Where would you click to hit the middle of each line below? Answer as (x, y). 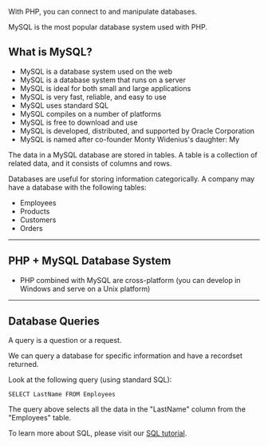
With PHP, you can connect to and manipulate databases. (103, 12)
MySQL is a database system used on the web (96, 71)
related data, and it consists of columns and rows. (90, 163)
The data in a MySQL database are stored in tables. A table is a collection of (133, 154)
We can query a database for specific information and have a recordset (126, 356)
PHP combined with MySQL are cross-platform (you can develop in (130, 280)
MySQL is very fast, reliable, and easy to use (93, 97)
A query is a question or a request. (65, 340)
